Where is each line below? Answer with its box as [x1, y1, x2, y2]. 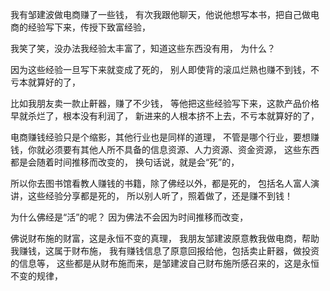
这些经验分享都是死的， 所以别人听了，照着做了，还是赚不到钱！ [27, 190, 293, 202]
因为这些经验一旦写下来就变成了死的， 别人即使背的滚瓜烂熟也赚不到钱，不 [10, 64, 320, 75]
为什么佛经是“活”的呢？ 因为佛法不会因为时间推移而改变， [10, 211, 249, 223]
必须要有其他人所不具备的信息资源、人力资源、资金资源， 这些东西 [44, 144, 320, 155]
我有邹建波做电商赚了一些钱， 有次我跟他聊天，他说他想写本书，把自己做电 [10, 9, 320, 20]
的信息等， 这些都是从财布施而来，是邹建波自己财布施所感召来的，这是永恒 [10, 258, 320, 269]
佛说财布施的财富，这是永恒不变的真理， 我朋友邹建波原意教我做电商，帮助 [10, 233, 320, 244]
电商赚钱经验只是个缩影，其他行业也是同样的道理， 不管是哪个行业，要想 [10, 131, 311, 143]
